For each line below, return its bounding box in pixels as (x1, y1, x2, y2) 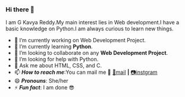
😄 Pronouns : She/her (14, 77, 69, 85)
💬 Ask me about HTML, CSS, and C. (14, 62, 102, 69)
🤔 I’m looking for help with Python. (14, 56, 99, 63)
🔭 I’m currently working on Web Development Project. (14, 37, 146, 44)
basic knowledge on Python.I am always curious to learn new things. (5, 25, 174, 32)
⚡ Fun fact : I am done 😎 (14, 84, 75, 91)
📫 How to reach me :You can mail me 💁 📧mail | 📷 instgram (14, 68, 158, 76)
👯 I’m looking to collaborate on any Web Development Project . (14, 49, 168, 57)
